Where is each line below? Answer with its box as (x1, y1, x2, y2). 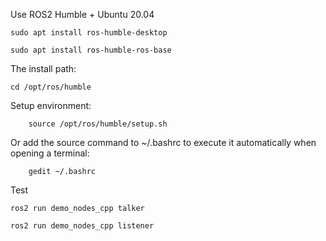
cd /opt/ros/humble (10, 82, 92, 92)
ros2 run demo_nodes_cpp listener (10, 221, 155, 231)
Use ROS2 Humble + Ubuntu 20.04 (10, 9, 155, 20)
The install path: (10, 63, 77, 74)
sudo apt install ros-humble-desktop (10, 28, 168, 38)
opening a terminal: (10, 147, 90, 159)
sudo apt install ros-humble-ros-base (10, 45, 172, 55)
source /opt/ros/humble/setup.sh (28, 119, 168, 129)
